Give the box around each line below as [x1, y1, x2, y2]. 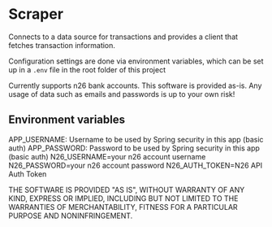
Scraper [8, 5, 63, 24]
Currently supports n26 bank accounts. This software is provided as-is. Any [8, 81, 262, 90]
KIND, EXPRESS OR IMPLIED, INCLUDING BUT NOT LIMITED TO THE [8, 193, 239, 203]
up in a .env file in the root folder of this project [8, 64, 166, 74]
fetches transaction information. [8, 40, 116, 50]
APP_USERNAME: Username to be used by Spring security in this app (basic [8, 134, 264, 144]
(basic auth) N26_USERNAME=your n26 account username [8, 151, 206, 161]
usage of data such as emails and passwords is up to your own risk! [8, 89, 235, 98]
